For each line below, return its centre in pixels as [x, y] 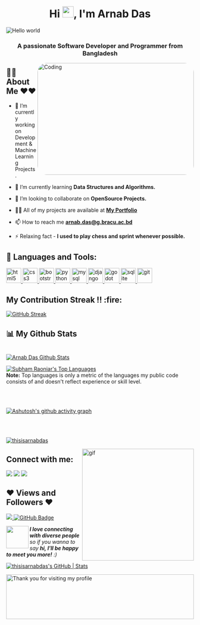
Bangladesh [100, 53]
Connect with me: [40, 459]
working [25, 125]
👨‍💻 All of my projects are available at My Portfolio [76, 210]
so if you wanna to [52, 542]
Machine [26, 150]
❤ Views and [31, 493]
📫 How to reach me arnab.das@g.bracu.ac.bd [74, 222]
